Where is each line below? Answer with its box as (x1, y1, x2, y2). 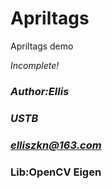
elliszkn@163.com (10, 138, 102, 152)
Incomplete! (10, 59, 60, 71)
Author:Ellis (10, 84, 70, 98)
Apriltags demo (10, 40, 74, 52)
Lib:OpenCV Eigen (10, 165, 102, 179)
